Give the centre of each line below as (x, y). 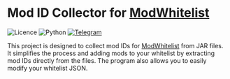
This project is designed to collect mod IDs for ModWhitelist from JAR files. (115, 45)
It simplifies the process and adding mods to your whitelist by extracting (111, 53)
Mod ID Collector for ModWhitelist (108, 13)
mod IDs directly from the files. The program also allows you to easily (107, 60)
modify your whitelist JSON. (48, 68)
